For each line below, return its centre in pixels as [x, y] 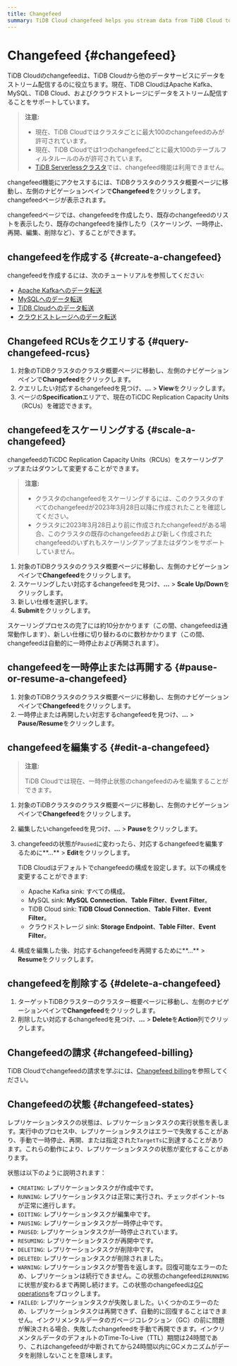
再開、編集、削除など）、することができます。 [73, 233]
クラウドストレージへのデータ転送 [67, 317]
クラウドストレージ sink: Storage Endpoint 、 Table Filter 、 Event [122, 926]
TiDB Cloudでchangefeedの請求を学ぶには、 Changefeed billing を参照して [115, 1071]
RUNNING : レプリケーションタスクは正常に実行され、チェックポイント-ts [121, 1196]
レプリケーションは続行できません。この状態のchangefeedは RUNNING [129, 1276]
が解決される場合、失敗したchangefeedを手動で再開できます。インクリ [121, 1329]
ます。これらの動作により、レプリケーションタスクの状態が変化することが [115, 1149]
